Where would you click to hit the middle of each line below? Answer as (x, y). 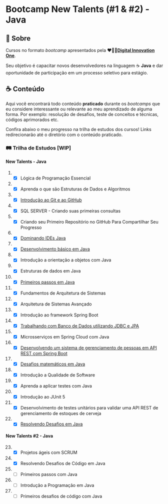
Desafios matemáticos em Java (53, 364)
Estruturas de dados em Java (50, 271)
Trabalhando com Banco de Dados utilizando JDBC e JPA (80, 325)
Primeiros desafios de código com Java (61, 496)
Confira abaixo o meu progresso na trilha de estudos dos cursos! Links (78, 129)
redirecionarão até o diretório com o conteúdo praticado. (64, 134)
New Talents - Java (26, 161)
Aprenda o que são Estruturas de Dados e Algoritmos (75, 189)
